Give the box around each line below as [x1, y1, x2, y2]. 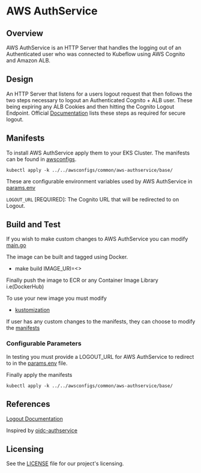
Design [6, 74, 34, 85]
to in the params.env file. [6, 359, 68, 367]
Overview [6, 28, 44, 38]
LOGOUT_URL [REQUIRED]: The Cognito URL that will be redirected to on [6, 195, 179, 203]
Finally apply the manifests [6, 371, 73, 378]
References [6, 399, 50, 409]
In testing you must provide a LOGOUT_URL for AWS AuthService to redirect [6, 353, 194, 360]
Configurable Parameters [6, 340, 82, 348]
